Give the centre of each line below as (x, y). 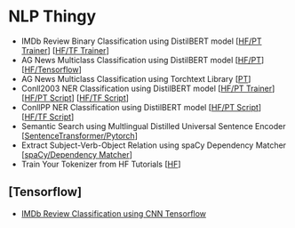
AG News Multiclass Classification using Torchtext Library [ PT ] (136, 78)
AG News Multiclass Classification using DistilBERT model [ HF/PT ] (143, 60)
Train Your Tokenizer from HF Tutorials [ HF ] (101, 164)
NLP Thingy (52, 16)
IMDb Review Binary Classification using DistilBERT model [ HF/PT (142, 41)
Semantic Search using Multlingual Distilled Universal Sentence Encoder (153, 126)
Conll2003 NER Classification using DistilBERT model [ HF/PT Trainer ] (148, 88)
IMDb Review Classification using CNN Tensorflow (113, 213)
